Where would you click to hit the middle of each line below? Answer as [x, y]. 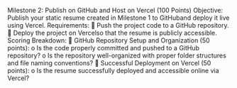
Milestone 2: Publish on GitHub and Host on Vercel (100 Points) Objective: [115, 10]
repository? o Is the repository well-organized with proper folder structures [117, 55]
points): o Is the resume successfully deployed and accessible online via [113, 71]
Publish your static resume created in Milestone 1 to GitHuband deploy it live [118, 18]
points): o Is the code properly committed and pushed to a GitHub [104, 48]
